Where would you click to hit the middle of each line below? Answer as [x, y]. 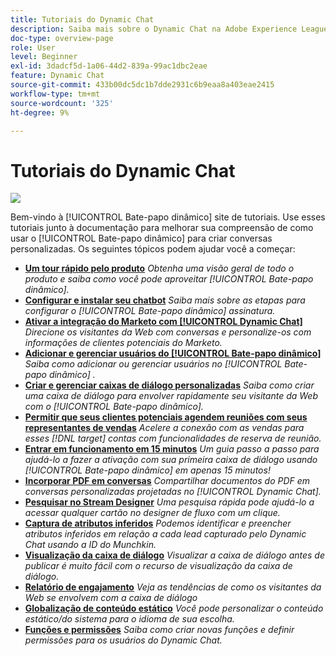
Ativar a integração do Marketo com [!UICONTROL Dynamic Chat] [163, 322]
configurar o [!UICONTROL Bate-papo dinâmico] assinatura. [150, 311]
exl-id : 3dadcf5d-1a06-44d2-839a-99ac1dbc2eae [109, 66]
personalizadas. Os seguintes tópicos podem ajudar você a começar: [153, 249]
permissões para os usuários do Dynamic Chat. [123, 640]
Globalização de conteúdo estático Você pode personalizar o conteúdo [174, 608]
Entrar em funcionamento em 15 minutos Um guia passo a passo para [172, 449]
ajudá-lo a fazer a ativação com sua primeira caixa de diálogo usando [171, 460]
